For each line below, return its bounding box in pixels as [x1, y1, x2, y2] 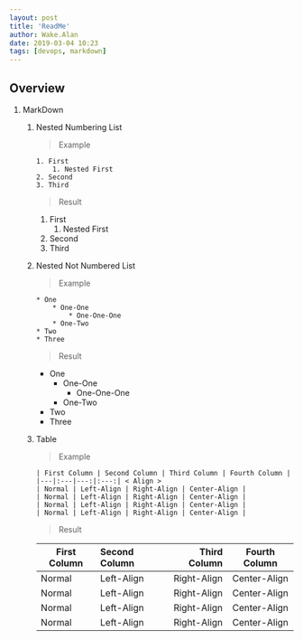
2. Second [35, 173, 74, 182]
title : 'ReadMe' [9, 22, 70, 31]
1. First [35, 156, 69, 165]
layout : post [9, 13, 59, 23]
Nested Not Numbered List [35, 259, 136, 271]
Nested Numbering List [35, 121, 123, 132]
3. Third [35, 180, 69, 190]
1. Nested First [52, 165, 114, 174]
